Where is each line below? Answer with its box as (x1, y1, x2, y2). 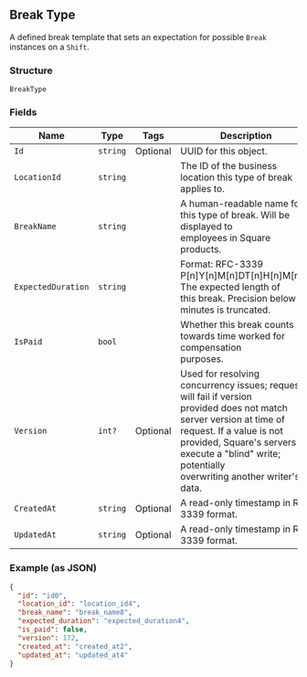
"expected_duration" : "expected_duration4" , (17, 617, 190, 626)
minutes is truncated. (180, 303, 271, 316)
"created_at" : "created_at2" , (17, 641, 132, 651)
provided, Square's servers (180, 436, 297, 449)
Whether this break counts (180, 319, 294, 332)
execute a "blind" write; (180, 448, 281, 460)
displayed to (180, 220, 233, 233)
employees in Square (180, 232, 271, 245)
